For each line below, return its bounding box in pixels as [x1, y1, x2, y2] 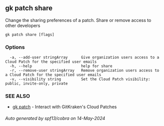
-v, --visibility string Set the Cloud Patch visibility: [9, 77, 151, 82]
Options [5, 43, 25, 50]
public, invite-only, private [5, 81, 68, 86]
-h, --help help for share [9, 64, 113, 69]
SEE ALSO [5, 93, 30, 100]
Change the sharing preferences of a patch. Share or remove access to [5, 17, 152, 23]
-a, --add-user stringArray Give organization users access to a [9, 55, 160, 60]
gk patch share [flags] [5, 32, 55, 37]
